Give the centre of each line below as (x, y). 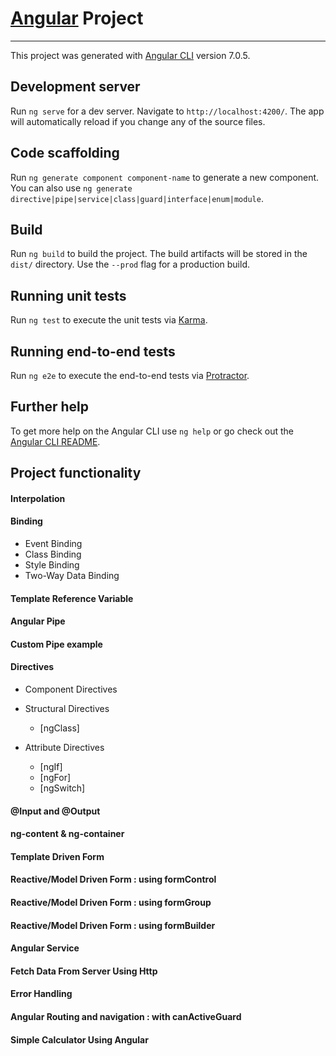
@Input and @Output (55, 811)
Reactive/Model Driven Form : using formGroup (111, 902)
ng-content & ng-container (67, 834)
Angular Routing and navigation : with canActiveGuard (126, 1016)
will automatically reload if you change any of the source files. (138, 121)
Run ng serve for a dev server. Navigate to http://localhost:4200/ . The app (167, 111)
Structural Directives (67, 708)
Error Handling (41, 994)
